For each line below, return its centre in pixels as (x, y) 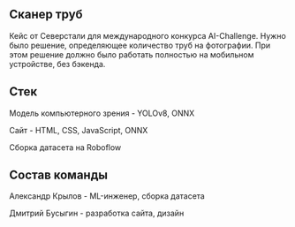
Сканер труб (46, 15)
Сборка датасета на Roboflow (65, 147)
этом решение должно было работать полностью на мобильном (132, 54)
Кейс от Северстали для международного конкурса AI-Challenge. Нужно (148, 35)
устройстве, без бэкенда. (57, 64)
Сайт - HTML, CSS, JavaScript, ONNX (79, 130)
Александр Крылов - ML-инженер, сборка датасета (107, 196)
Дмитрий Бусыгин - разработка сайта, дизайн (97, 213)
